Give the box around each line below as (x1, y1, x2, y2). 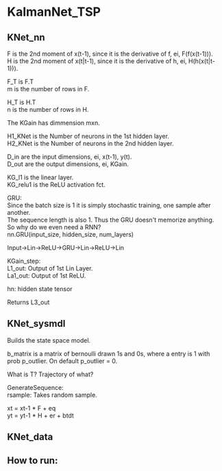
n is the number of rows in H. (7, 106, 89, 113)
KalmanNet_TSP (7, 4, 101, 20)
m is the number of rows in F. (7, 85, 90, 93)
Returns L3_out (7, 298, 50, 306)
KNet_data (7, 431, 53, 443)
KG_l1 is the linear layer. (7, 173, 74, 181)
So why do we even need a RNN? (7, 223, 101, 231)
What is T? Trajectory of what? (7, 370, 94, 378)
